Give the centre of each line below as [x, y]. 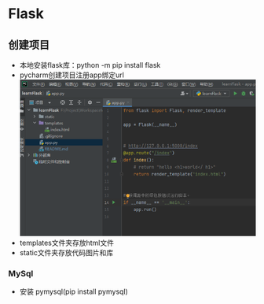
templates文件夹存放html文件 [66, 243]
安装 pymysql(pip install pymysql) [73, 291]
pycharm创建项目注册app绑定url [71, 75]
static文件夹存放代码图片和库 [66, 253]
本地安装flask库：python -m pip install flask [90, 65]
